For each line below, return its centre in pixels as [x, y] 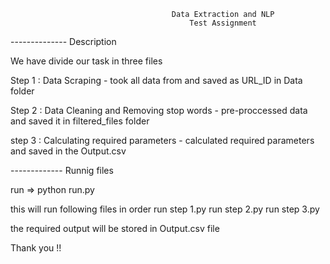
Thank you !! [36, 248]
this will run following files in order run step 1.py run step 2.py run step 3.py [165, 209]
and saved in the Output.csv [68, 151]
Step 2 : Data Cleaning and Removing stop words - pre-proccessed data [159, 110]
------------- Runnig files [62, 170]
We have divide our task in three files [86, 61]
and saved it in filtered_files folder [80, 121]
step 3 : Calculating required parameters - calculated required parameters [162, 140]
